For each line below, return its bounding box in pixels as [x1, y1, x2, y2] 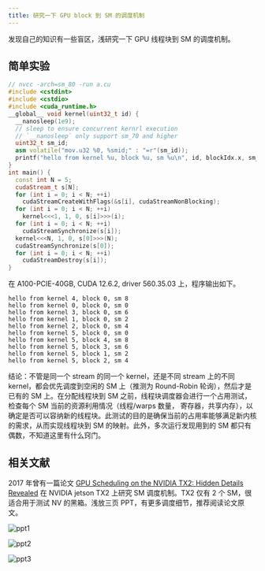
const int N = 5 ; [15, 176, 73, 184]
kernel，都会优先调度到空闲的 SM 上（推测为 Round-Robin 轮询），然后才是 [8, 381, 252, 391]
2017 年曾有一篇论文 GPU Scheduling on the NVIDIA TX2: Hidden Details [8, 478, 244, 488]
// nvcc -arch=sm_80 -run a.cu [8, 80, 111, 89]
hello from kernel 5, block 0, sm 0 [8, 329, 129, 337]
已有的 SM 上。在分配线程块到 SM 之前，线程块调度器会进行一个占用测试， [8, 391, 252, 401]
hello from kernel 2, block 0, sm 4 [8, 322, 129, 331]
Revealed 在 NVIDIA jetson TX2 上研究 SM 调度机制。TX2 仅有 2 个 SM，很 [8, 488, 252, 497]
